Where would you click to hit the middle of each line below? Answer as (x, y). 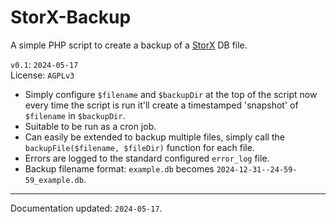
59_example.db (54, 180)
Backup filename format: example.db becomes (119, 168)
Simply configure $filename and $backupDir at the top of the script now (171, 94)
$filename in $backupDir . (75, 115)
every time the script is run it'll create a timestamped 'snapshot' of (161, 105)
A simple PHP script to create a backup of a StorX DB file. (129, 45)
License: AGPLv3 (42, 75)
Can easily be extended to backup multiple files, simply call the (154, 137)
